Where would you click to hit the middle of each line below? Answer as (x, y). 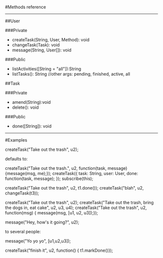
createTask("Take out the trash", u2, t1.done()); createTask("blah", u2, (74, 188)
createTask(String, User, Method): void (51, 40)
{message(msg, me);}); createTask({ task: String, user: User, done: (72, 173)
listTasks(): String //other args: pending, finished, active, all (71, 74)
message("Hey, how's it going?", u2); (42, 222)
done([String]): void (32, 126)
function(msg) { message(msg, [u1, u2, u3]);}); (52, 213)
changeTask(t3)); (22, 193)
